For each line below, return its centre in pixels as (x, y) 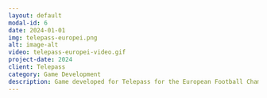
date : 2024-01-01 (37, 30)
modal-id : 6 (28, 23)
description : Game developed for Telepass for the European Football (126, 81)
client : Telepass (37, 67)
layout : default (35, 15)
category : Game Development (55, 74)
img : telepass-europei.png (53, 38)
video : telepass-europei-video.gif (67, 52)
